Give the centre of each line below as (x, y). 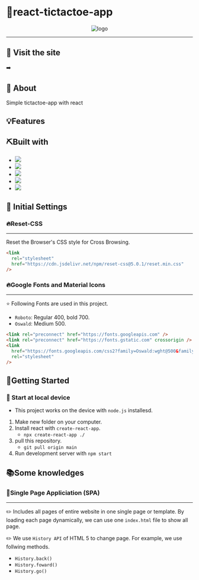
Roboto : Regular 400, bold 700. (52, 317)
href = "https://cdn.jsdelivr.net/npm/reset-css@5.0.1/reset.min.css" (98, 264)
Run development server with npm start (63, 454)
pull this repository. (38, 441)
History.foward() (36, 565)
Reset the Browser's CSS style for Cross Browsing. (68, 242)
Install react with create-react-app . (57, 428)
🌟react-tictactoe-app (60, 12)
